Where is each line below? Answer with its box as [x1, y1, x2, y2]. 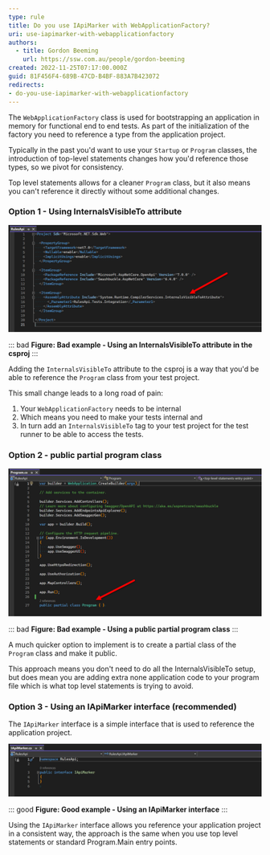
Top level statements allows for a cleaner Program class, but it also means [8, 178, 251, 187]
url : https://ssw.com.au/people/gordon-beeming [22, 55, 185, 63]
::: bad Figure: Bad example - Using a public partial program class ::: [8, 624, 239, 634]
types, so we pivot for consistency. [8, 162, 125, 172]
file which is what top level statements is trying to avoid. [8, 681, 194, 691]
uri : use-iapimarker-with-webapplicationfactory [8, 30, 174, 38]
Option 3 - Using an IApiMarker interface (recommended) [8, 701, 237, 712]
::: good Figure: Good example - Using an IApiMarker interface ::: [8, 804, 228, 814]
